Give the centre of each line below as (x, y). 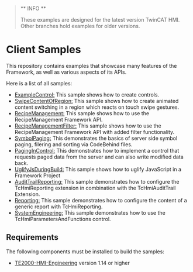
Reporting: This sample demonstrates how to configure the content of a (101, 200)
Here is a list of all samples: (39, 83)
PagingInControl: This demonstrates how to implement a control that (97, 150)
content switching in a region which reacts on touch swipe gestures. (97, 107)
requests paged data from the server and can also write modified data (99, 157)
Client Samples (44, 50)
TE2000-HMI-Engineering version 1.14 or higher (72, 263)
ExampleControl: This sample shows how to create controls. (87, 94)
